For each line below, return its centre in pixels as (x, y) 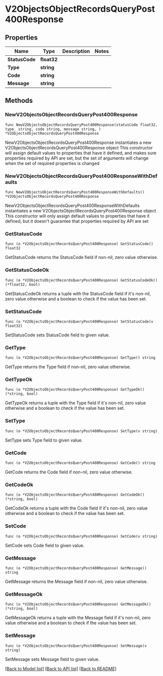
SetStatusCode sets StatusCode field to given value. (57, 335)
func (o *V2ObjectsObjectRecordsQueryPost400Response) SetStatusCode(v (79, 322)
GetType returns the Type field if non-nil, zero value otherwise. (68, 367)
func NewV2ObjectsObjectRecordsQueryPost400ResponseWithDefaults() (75, 192)
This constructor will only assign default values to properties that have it (77, 216)
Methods (19, 101)
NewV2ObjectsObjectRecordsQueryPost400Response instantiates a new (78, 142)
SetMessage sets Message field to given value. (52, 659)
